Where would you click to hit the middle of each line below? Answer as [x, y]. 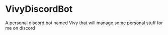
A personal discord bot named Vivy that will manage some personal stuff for [84, 23]
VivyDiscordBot [39, 9]
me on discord [20, 28]
